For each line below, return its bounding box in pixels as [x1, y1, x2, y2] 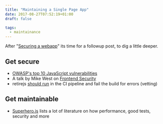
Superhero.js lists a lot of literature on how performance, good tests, [12, 108, 151, 114]
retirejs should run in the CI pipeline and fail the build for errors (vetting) [12, 80, 158, 86]
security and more [12, 113, 50, 119]
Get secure [5, 57, 40, 66]
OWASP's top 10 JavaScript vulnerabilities [12, 70, 97, 76]
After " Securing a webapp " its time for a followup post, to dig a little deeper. [5, 43, 159, 49]
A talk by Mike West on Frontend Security [12, 75, 97, 81]
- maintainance [9, 30, 41, 35]
